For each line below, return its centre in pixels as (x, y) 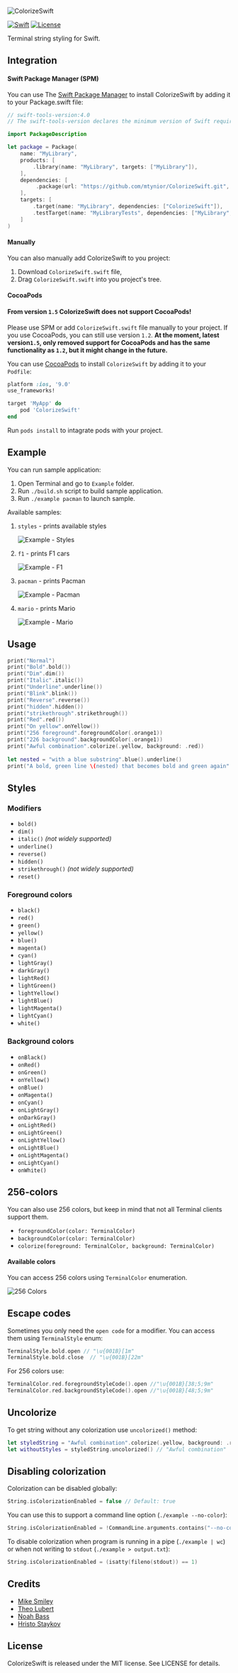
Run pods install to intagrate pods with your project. (85, 430)
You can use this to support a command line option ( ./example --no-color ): (118, 1515)
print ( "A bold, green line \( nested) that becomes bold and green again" (119, 766)
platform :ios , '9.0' (39, 384)
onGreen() (32, 1072)
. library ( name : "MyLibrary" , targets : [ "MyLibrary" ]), (115, 167)
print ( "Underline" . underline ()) (55, 687)
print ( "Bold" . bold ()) (39, 667)
